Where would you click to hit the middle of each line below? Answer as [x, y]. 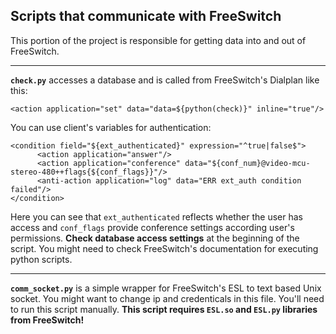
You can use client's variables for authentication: [111, 127]
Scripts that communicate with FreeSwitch [146, 16]
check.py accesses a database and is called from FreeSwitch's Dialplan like [165, 80]
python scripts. [41, 259]
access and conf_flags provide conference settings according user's [152, 227]
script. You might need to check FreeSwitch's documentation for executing [164, 248]
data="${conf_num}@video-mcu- [247, 163]
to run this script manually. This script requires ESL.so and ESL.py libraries [164, 309]
